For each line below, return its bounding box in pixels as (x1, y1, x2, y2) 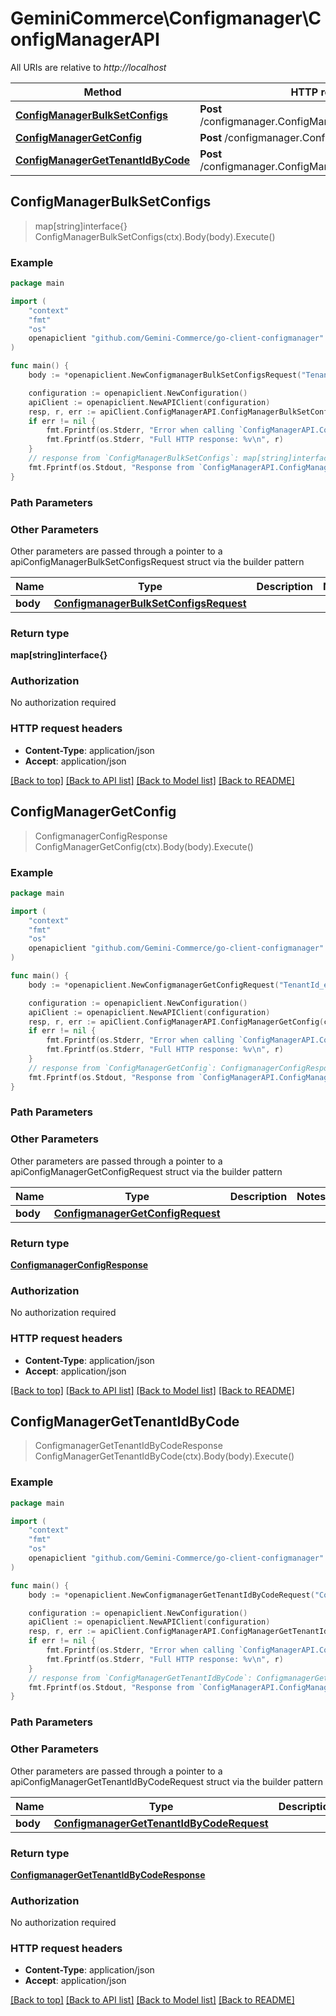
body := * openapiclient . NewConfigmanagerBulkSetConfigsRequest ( (28, 370, 302, 381)
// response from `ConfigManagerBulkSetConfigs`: (28, 453, 240, 464)
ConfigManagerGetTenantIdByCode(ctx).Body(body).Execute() (34, 1450, 295, 1462)
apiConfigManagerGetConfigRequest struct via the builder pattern (10, 1165, 283, 1177)
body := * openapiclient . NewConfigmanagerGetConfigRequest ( (28, 980, 280, 990)
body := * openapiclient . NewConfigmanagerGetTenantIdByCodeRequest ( (28, 1590, 315, 1600)
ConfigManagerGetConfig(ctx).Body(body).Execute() (34, 840, 254, 852)
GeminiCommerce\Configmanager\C (10, 7, 322, 30)
